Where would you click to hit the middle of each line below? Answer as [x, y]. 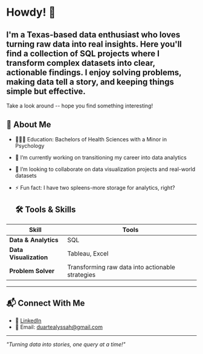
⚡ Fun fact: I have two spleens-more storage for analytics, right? [95, 187]
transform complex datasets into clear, [81, 63]
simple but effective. [46, 91]
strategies [81, 274]
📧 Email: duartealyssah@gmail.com [59, 327]
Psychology [30, 146]
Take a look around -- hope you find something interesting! [79, 106]
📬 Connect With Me [46, 304]
